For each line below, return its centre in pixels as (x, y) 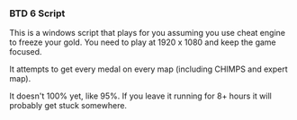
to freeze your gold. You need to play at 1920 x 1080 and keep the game (143, 42)
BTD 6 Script (37, 13)
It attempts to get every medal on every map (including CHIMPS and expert (148, 69)
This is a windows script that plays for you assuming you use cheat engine (148, 33)
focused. (26, 52)
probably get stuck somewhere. (68, 106)
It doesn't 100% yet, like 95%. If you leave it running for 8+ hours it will (140, 96)
